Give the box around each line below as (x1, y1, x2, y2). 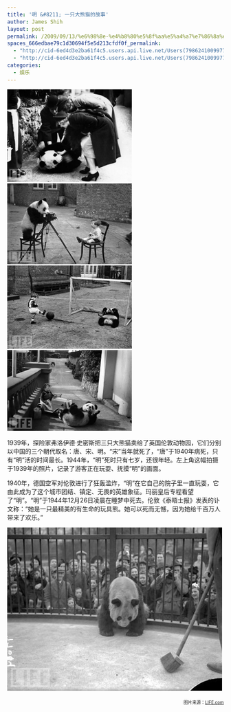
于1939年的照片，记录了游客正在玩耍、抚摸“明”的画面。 (7, 465, 165, 473)
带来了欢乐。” (7, 513, 43, 522)
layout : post (7, 25, 45, 32)
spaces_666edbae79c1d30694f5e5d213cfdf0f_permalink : (7, 40, 162, 47)
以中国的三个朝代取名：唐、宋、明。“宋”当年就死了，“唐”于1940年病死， (7, 447, 212, 456)
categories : (7, 62, 41, 69)
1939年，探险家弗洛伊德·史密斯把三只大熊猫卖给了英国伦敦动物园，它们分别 (7, 438, 221, 447)
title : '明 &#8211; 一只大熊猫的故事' (7, 11, 109, 18)
